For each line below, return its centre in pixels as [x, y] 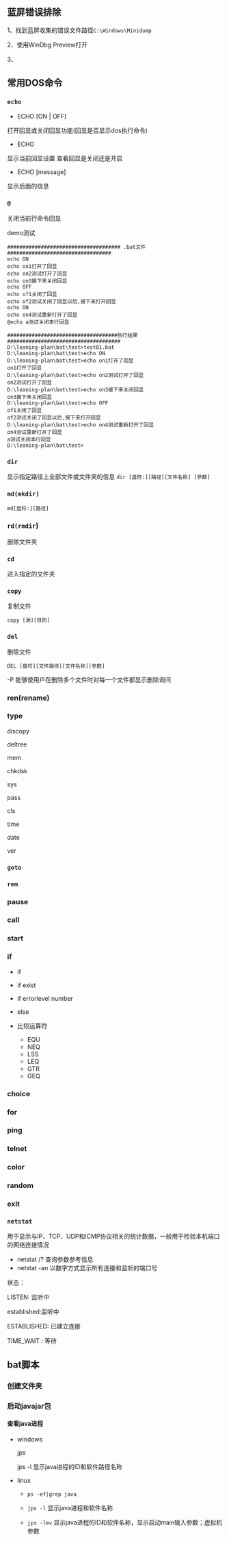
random [21, 1186]
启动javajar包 [29, 1406]
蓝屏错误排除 [34, 12]
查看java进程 [25, 1424]
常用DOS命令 [35, 83]
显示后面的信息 [28, 186]
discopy [18, 731]
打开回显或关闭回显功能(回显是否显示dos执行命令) [78, 130]
